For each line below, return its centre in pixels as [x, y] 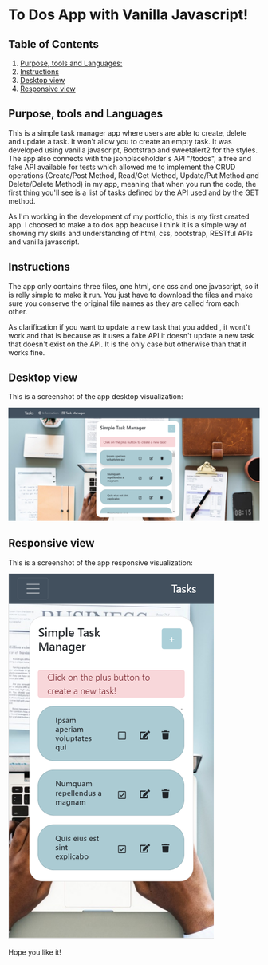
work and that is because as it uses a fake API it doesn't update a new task [131, 335]
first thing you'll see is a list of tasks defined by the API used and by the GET [134, 192]
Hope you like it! [35, 952]
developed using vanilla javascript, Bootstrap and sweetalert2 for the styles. [133, 150]
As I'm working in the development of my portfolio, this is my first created [129, 216]
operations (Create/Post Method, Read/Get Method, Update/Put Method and [134, 175]
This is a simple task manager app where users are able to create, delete [128, 132]
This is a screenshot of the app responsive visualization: [100, 562]
